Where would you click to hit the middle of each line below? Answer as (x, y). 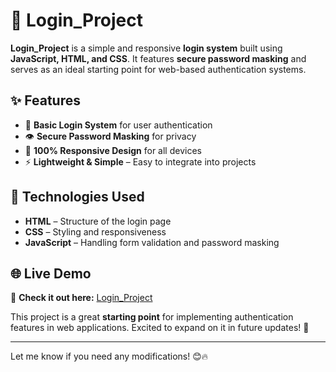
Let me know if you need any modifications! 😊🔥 (109, 356)
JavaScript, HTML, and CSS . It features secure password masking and (158, 58)
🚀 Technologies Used (77, 197)
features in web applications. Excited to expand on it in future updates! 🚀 (160, 328)
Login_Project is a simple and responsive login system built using (146, 48)
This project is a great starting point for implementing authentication (152, 317)
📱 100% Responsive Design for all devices (113, 150)
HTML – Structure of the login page (98, 221)
